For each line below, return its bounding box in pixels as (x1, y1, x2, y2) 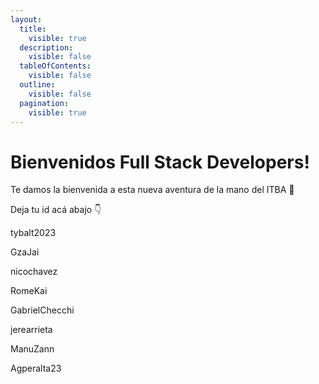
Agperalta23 (10, 362, 62, 375)
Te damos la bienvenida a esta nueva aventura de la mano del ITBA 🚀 (10, 184, 295, 196)
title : (19, 24, 47, 34)
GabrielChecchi (10, 304, 75, 316)
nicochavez (10, 266, 58, 278)
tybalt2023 (10, 227, 57, 239)
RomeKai (10, 285, 48, 297)
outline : (19, 80, 56, 90)
